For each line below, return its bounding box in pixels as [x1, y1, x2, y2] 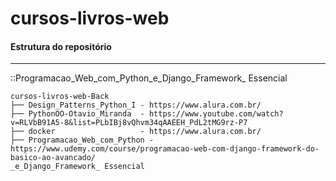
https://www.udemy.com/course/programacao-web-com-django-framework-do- [10, 144, 320, 154]
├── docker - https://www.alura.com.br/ [10, 127, 262, 137]
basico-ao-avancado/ [10, 153, 97, 163]
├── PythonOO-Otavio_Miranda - [10, 109, 145, 119]
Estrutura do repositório [10, 40, 112, 52]
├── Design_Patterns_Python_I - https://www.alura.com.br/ [10, 100, 262, 111]
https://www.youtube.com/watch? [148, 109, 284, 119]
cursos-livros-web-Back [10, 92, 110, 102]
